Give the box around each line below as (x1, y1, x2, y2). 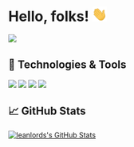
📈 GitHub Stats (8, 105, 86, 118)
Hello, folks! (8, 7, 89, 26)
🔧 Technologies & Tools (8, 58, 127, 72)
